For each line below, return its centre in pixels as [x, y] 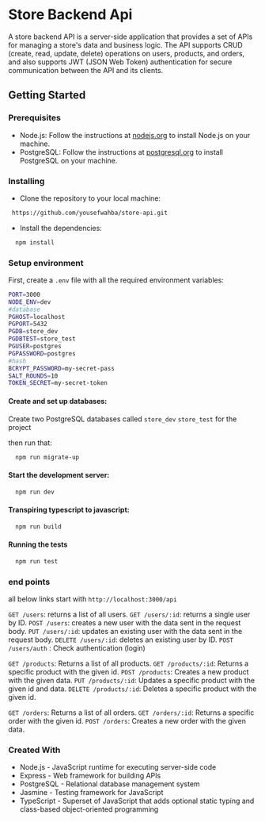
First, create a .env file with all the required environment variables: [116, 280]
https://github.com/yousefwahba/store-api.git [90, 213]
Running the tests [38, 544]
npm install [35, 242]
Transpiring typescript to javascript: [69, 510]
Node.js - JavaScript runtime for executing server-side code [118, 767]
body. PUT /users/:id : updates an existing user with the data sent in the [125, 631]
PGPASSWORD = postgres [42, 353]
